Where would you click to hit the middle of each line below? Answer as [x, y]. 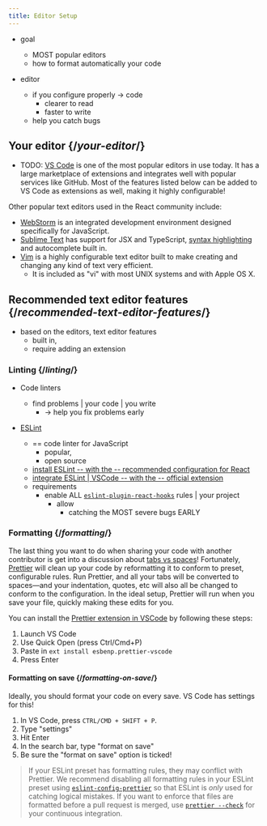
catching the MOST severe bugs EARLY [134, 512]
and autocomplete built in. [64, 249]
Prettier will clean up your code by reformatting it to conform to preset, [126, 568]
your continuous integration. [75, 814]
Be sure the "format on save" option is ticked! [96, 755]
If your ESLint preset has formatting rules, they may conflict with [135, 771]
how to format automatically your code [97, 63]
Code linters [40, 387]
